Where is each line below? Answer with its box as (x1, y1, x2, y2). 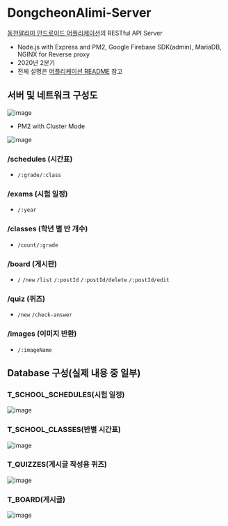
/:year (17, 207, 37, 214)
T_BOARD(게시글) (7, 495, 66, 504)
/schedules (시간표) (7, 154, 73, 164)
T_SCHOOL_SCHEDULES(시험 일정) (7, 389, 125, 399)
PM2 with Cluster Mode (17, 122, 85, 130)
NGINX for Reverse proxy (17, 50, 90, 59)
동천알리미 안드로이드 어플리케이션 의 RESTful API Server (7, 29, 163, 37)
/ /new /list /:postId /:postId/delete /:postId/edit (17, 277, 170, 284)
